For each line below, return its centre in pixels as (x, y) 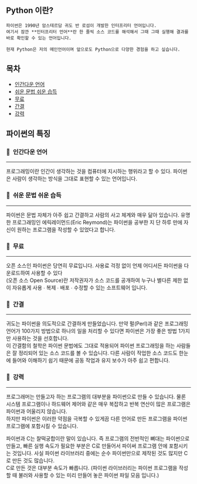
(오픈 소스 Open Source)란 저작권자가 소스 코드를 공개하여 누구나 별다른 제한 (94, 280)
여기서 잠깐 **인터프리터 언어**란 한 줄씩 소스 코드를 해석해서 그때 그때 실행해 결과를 (97, 32)
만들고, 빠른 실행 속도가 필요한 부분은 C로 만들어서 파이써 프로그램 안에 (87, 446)
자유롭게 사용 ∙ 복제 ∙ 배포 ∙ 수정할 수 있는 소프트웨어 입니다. (80, 287)
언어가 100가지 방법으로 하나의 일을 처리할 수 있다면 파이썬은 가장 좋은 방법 (91, 331)
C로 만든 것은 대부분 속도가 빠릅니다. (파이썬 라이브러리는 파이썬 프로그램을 (92, 468)
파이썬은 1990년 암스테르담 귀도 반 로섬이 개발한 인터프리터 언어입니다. (81, 25)
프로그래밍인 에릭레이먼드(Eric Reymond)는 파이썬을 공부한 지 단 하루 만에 (97, 222)
